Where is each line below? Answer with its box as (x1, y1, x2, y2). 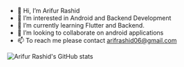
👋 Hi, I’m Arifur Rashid (17, 7, 80, 15)
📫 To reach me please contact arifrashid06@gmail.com (17, 37, 177, 44)
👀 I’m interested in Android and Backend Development (17, 14, 172, 22)
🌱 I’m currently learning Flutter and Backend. (17, 21, 145, 29)
